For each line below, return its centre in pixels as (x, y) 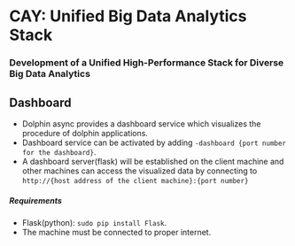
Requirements (35, 200)
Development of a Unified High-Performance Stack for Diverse (147, 63)
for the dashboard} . (59, 151)
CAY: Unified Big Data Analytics (128, 16)
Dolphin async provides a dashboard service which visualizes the (141, 123)
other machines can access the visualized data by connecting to (140, 171)
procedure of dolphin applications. (85, 133)
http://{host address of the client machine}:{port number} (135, 181)
